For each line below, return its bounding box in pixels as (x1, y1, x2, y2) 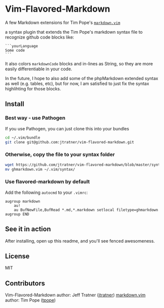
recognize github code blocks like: (5, 34, 74, 40)
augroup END (5, 211, 29, 217)
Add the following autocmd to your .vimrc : (5, 189, 88, 195)
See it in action (5, 225, 51, 233)
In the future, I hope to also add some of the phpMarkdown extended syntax (5, 75, 159, 81)
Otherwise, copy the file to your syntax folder (5, 151, 115, 158)
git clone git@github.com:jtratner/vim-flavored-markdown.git (5, 140, 134, 144)
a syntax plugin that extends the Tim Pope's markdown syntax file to (5, 29, 143, 35)
